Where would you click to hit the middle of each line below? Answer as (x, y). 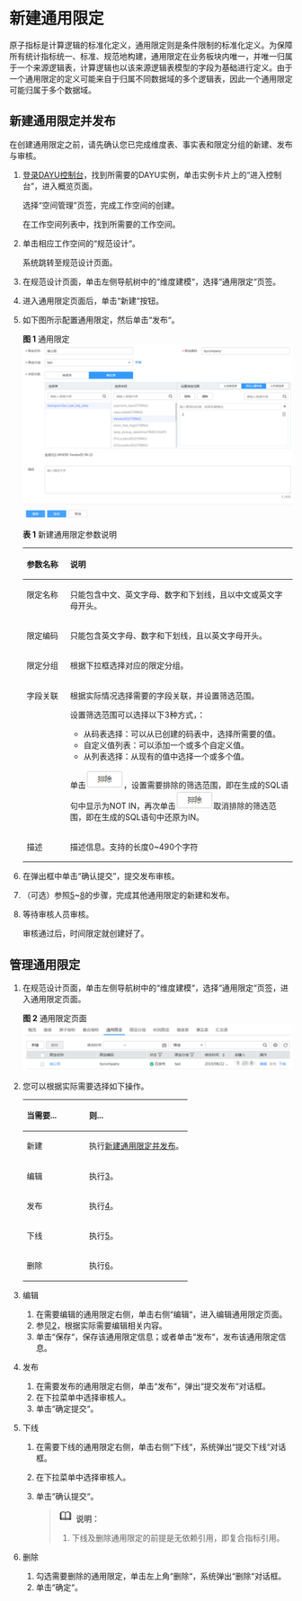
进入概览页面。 (69, 186)
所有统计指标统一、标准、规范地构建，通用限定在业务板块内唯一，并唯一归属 (151, 56)
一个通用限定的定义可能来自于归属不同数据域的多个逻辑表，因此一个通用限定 (151, 78)
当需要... (42, 1116)
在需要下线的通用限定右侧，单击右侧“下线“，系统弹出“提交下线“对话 (161, 1446)
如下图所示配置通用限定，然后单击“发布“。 (101, 319)
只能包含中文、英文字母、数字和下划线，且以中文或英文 (173, 594)
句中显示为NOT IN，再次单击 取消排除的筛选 (170, 805)
